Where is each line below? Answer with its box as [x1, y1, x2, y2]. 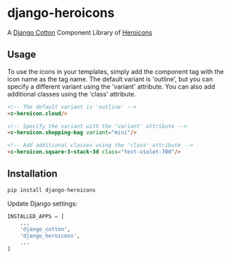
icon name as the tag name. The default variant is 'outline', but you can [7, 75, 213, 83]
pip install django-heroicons [7, 187, 96, 194]
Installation [7, 168, 58, 180]
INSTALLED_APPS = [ [7, 213, 65, 220]
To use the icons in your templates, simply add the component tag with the [7, 67, 224, 75]
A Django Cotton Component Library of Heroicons [7, 28, 153, 37]
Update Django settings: [7, 199, 77, 208]
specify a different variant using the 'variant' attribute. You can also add [7, 82, 216, 91]
